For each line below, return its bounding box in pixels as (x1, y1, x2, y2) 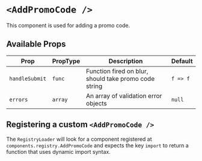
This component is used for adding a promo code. (6, 22, 130, 29)
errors (9, 96, 28, 103)
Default (171, 57, 193, 65)
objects (86, 99, 107, 107)
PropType (52, 57, 81, 65)
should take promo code (86, 74, 155, 83)
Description (108, 57, 143, 65)
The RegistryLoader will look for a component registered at (6, 135, 152, 142)
